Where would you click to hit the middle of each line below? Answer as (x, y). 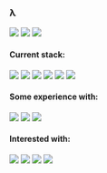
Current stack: (37, 54)
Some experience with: (54, 97)
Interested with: (40, 139)
